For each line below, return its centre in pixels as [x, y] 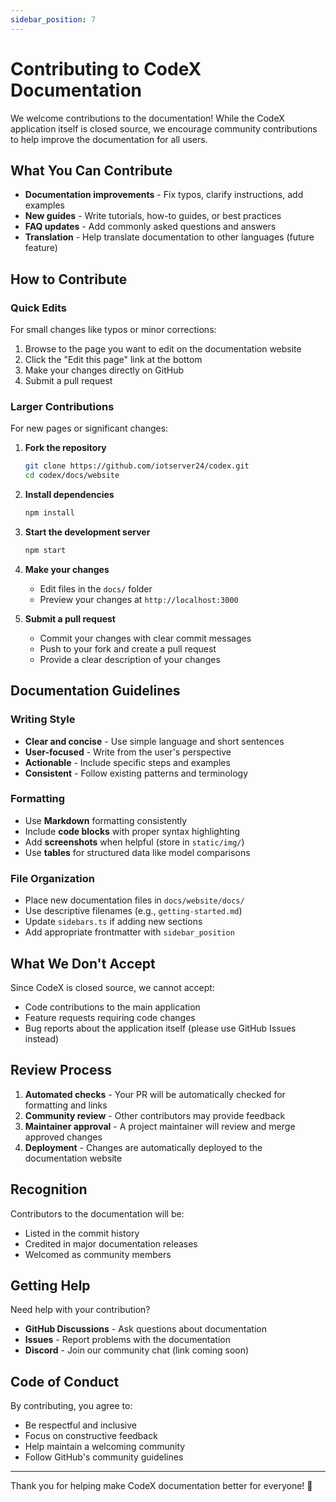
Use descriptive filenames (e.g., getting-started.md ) [133, 911]
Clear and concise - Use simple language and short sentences [154, 741]
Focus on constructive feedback [91, 1436]
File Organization [52, 878]
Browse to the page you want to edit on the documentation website [163, 349]
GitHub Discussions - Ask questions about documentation [145, 1329]
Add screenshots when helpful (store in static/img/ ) [134, 842]
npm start [45, 550]
